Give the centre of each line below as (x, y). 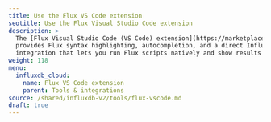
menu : (17, 68)
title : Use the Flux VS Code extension (75, 16)
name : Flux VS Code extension (74, 83)
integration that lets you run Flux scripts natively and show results (139, 53)
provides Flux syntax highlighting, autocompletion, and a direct (129, 46)
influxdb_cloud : (43, 75)
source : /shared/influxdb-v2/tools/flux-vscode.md (95, 98)
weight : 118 (28, 61)
